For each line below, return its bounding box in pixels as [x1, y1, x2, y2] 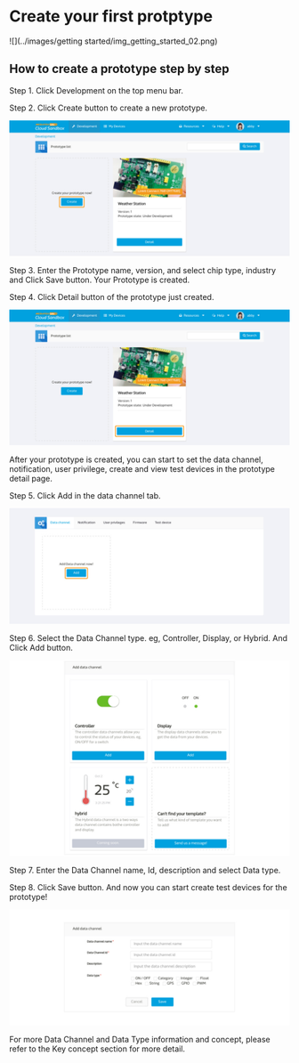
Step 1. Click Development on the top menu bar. [9, 85, 184, 95]
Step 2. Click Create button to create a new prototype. [9, 102, 207, 113]
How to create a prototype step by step [9, 61, 230, 77]
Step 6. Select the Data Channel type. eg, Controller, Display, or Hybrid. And [9, 632, 287, 643]
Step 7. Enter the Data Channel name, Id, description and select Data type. [9, 865, 281, 876]
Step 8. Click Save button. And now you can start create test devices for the [9, 882, 287, 893]
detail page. [9, 474, 53, 483]
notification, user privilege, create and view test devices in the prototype [9, 464, 276, 474]
